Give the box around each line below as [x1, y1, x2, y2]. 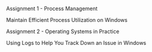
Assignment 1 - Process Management [6, 5, 98, 12]
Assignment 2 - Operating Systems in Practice [6, 28, 120, 35]
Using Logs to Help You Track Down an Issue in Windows [6, 40, 147, 46]
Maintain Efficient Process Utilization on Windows [6, 17, 128, 23]
